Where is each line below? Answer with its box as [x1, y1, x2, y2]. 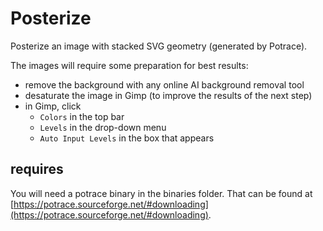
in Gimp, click [24, 100, 82, 112]
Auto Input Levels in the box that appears [39, 132, 215, 144]
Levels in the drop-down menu [39, 121, 167, 133]
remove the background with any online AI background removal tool [24, 78, 305, 91]
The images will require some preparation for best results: [10, 59, 249, 71]
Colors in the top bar [39, 110, 125, 122]
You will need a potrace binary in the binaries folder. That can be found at [10, 187, 313, 199]
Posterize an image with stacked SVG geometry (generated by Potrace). [10, 40, 308, 52]
